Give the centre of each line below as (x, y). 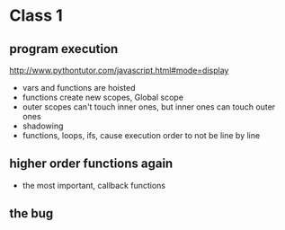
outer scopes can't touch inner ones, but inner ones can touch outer (149, 107)
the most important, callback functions (94, 185)
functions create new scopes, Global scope (103, 97)
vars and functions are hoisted (79, 88)
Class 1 (36, 16)
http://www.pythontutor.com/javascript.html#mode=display (119, 70)
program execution (64, 49)
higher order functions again (91, 164)
